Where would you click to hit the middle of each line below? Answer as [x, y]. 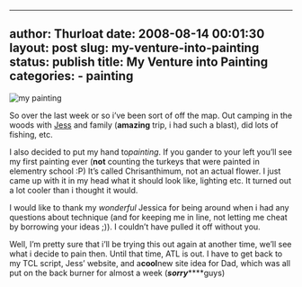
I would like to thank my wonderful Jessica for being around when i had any [149, 207]
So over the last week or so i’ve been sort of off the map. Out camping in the [151, 115]
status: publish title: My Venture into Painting [139, 63]
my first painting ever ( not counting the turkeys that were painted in [135, 161]
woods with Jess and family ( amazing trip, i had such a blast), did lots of [144, 125]
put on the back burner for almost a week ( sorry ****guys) [117, 273]
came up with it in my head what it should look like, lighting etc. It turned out [151, 180]
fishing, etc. [31, 134]
